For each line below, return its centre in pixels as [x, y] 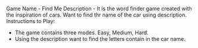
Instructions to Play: [31, 21]
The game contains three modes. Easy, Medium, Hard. [82, 33]
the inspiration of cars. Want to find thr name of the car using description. [96, 15]
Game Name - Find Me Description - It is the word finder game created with [99, 9]
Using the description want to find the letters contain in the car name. [100, 39]
